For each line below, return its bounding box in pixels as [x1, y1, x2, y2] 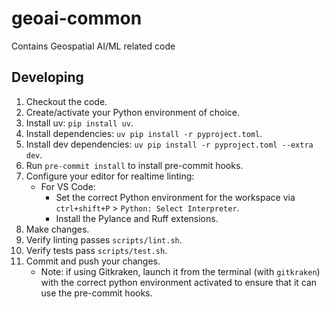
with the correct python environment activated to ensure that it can [40, 276, 318, 288]
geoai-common [11, 7, 143, 30]
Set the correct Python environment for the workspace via [55, 191, 296, 203]
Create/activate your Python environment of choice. [25, 106, 241, 118]
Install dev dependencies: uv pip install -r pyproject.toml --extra [25, 138, 314, 150]
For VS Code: [40, 180, 96, 192]
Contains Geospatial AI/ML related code [11, 40, 176, 52]
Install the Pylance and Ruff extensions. [55, 212, 219, 224]
